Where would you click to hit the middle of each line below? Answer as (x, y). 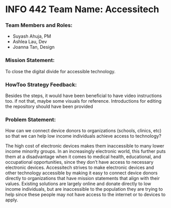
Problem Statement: (31, 120)
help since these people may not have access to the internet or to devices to (85, 195)
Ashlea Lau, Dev (30, 42)
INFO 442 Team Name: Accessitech (82, 9)
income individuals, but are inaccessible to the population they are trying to (84, 189)
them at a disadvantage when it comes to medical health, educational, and (83, 157)
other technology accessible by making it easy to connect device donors (81, 173)
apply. (12, 200)
